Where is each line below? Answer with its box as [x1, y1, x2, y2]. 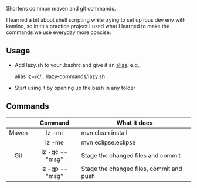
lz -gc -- [41, 147, 68, 156]
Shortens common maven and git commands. [6, 5, 116, 12]
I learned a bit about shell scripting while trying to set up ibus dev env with [6, 16, 186, 23]
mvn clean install [81, 129, 128, 137]
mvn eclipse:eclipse [81, 138, 136, 146]
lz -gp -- [40, 164, 68, 173]
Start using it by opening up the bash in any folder [14, 84, 136, 91]
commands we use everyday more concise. [6, 29, 111, 36]
